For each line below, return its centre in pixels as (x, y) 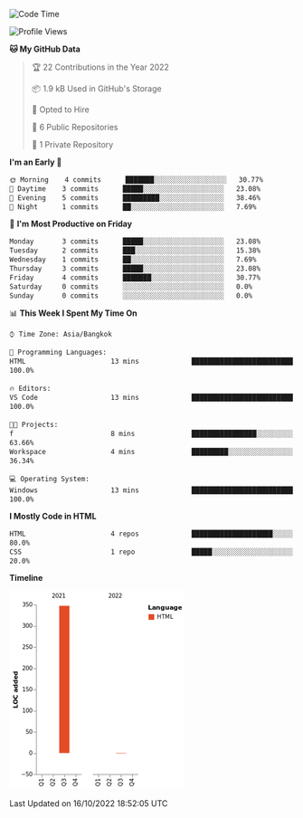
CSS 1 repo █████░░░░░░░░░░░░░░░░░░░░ (151, 552)
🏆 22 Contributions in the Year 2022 (100, 67)
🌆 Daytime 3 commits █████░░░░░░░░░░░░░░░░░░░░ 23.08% (135, 189)
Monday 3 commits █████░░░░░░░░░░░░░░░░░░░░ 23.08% (135, 242)
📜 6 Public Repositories (75, 127)
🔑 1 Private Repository (72, 144)
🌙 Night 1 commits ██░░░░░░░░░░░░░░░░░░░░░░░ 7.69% (133, 207)
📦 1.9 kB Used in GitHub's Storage (96, 89)
